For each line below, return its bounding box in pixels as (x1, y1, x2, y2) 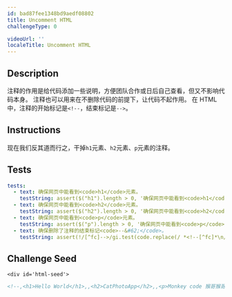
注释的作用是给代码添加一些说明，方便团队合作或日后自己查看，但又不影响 (7, 86, 219, 95)
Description (7, 67, 59, 79)
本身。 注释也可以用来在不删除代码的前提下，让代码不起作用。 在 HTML (12, 95, 217, 104)
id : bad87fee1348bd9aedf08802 (7, 10, 95, 17)
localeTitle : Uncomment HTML (7, 42, 91, 49)
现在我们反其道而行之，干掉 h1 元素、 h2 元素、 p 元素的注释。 (7, 143, 174, 152)
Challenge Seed (7, 253, 77, 265)
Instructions (7, 124, 61, 136)
